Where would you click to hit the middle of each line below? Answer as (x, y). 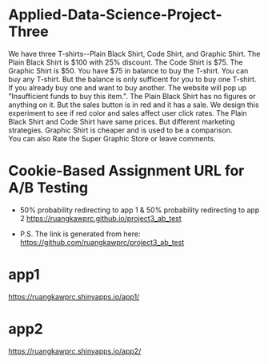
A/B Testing (48, 188)
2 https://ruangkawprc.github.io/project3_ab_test (100, 218)
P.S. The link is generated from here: (80, 234)
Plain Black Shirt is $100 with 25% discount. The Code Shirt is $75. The (126, 62)
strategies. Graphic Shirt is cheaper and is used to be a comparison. (120, 130)
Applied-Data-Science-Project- (115, 15)
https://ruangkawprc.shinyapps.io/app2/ (75, 351)
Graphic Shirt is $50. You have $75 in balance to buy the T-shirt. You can (128, 70)
